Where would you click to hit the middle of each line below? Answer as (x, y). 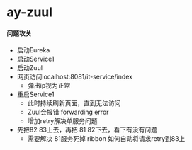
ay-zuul (30, 12)
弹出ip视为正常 (49, 86)
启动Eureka (33, 50)
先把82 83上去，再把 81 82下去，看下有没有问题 (87, 130)
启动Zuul (30, 68)
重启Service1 (35, 94)
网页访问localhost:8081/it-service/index (74, 77)
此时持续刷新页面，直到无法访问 (74, 103)
